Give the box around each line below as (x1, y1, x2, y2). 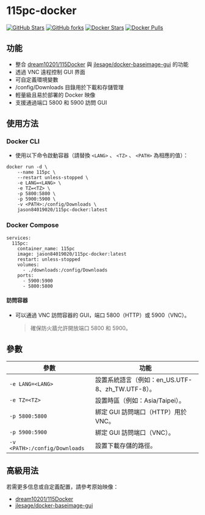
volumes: (17, 261, 40, 268)
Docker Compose (6, 221, 59, 229)
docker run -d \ (6, 164, 48, 170)
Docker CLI (6, 137, 40, 146)
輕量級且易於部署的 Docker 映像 (15, 91, 96, 98)
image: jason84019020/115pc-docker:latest (17, 251, 127, 257)
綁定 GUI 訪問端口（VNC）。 (95, 428, 175, 437)
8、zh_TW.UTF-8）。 (95, 385, 156, 393)
